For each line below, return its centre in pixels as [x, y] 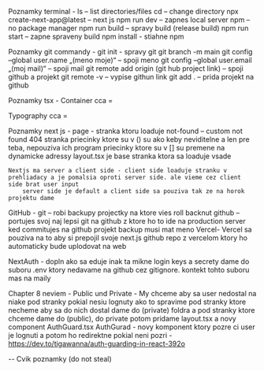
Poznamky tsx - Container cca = [61, 100]
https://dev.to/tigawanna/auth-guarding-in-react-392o [97, 343]
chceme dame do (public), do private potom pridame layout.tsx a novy [122, 319]
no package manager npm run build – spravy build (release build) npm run [128, 28]
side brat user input [44, 184]
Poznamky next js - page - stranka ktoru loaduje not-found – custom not [125, 131]
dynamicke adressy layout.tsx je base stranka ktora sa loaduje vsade [120, 156]
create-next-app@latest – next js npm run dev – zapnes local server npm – [129, 20]
